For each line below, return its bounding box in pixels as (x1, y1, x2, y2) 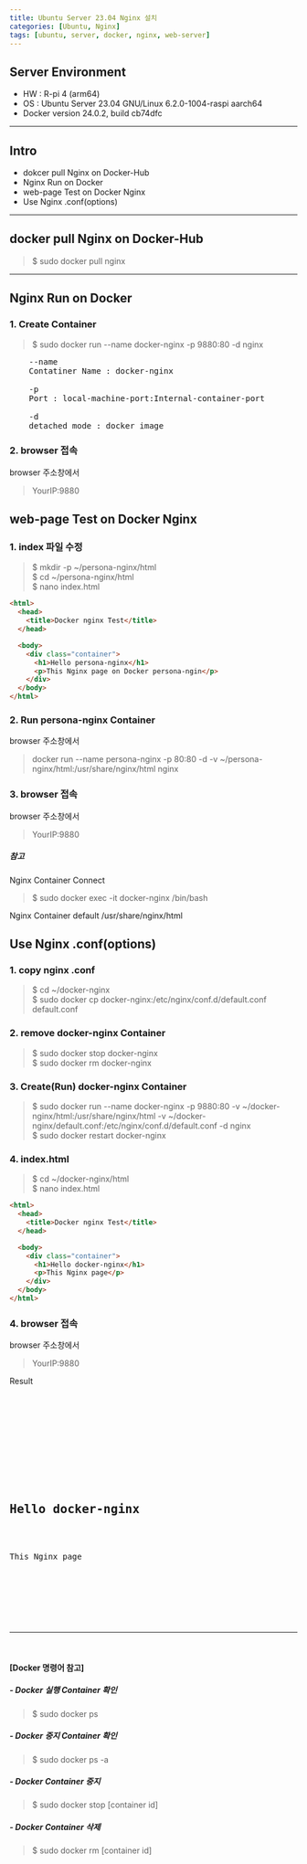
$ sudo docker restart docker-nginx (31, 1129, 166, 1140)
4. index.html (9, 1152, 70, 1165)
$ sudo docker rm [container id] (31, 1845, 153, 1856)
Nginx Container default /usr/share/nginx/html (9, 910, 183, 921)
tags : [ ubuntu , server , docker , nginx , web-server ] (9, 30, 210, 39)
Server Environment (9, 64, 126, 79)
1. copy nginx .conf (9, 963, 96, 976)
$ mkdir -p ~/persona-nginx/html (31, 562, 157, 573)
